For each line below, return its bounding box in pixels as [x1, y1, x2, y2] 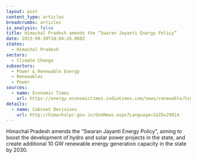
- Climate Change [11, 57, 54, 63]
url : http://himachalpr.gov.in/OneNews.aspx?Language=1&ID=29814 [16, 112, 180, 117]
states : [6, 42, 25, 47]
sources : [6, 85, 28, 91]
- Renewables [11, 74, 43, 79]
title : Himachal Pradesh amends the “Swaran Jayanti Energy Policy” [6, 30, 177, 36]
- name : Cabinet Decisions [11, 106, 77, 112]
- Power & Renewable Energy [11, 68, 80, 74]
